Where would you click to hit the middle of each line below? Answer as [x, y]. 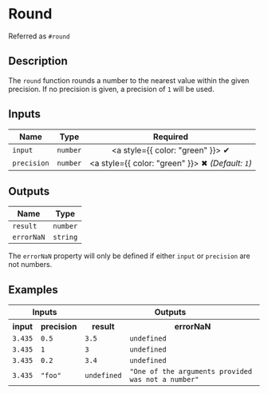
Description [38, 61]
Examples [33, 290]
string [65, 237]
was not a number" [164, 380]
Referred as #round [39, 36]
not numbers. [30, 265]
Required [171, 137]
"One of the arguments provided [191, 372]
